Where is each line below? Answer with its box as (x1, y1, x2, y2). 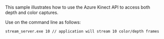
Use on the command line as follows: (5, 19, 81, 25)
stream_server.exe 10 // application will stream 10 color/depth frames (5, 29, 160, 34)
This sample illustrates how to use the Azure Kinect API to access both (5, 4, 151, 10)
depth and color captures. (5, 9, 59, 15)
